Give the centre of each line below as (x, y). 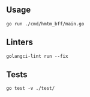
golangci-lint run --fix (37, 56)
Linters (19, 42)
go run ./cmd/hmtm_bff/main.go (45, 23)
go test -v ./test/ (31, 89)
